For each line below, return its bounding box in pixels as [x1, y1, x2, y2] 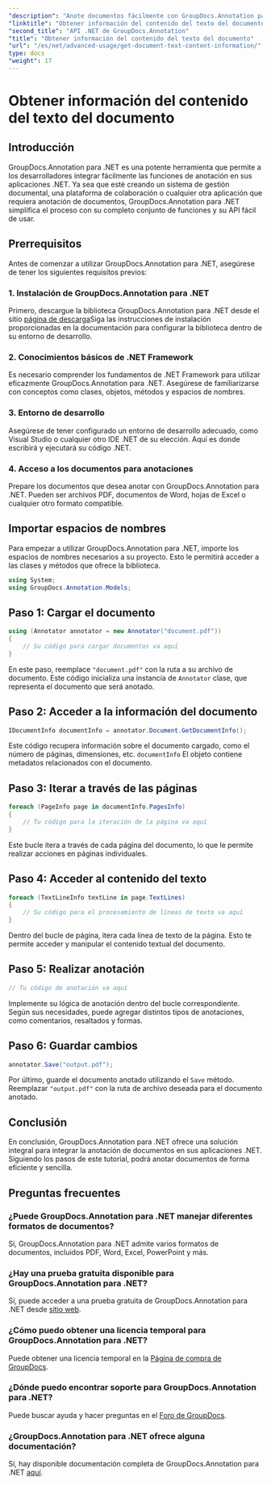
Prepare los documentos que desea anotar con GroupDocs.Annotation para [8, 481, 260, 491]
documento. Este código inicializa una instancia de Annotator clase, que [8, 673, 248, 682]
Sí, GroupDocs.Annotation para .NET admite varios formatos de [8, 1239, 219, 1248]
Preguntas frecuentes [8, 1186, 121, 1200]
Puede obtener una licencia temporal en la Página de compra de [8, 1353, 222, 1363]
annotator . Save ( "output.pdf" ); [8, 1060, 114, 1068]
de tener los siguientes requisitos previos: [8, 267, 148, 277]
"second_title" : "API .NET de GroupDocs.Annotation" [8, 27, 190, 35]
